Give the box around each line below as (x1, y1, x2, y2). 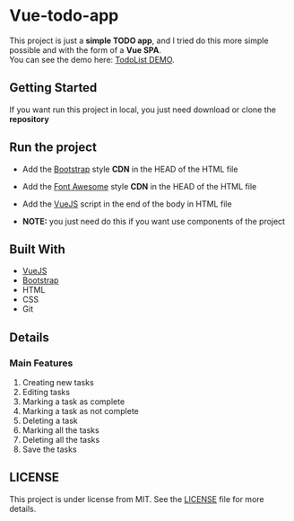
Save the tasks (22, 444, 78, 455)
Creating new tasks (22, 377, 94, 388)
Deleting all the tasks (22, 435, 100, 446)
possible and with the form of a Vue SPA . (9, 44, 162, 55)
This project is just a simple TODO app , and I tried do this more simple (9, 35, 269, 46)
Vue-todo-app (9, 5, 119, 26)
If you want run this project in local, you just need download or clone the (9, 104, 276, 115)
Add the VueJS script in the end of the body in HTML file (22, 199, 232, 209)
